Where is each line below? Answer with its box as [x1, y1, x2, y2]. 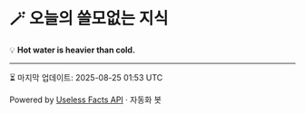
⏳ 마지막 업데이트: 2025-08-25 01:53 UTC [9, 71, 163, 82]
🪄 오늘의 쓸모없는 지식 [9, 8, 169, 29]
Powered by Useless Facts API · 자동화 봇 [9, 94, 162, 105]
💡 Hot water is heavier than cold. [9, 44, 136, 55]
